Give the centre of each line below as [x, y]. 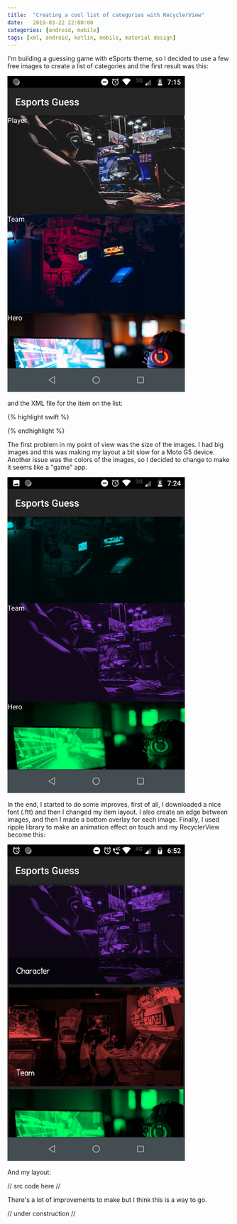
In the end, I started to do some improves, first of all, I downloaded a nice [114, 805]
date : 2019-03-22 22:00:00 [50, 22]
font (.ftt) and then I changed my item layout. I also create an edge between [118, 812]
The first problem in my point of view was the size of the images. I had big [116, 445]
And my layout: [29, 1172]
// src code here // [34, 1186]
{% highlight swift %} [38, 417]
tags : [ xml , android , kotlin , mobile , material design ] [92, 38]
